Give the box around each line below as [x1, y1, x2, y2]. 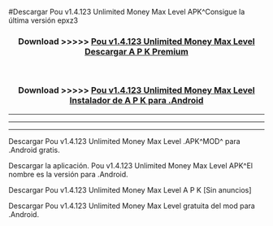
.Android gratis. [8, 145, 60, 154]
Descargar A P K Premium [84, 46, 188, 57]
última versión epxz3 [8, 15, 79, 25]
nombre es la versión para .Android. [8, 169, 128, 179]
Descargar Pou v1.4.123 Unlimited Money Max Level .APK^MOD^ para [8, 136, 241, 146]
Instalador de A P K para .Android [69, 95, 204, 106]
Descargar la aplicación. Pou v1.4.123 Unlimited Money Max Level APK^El [8, 160, 253, 170]
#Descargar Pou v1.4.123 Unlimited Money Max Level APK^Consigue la [8, 7, 245, 16]
